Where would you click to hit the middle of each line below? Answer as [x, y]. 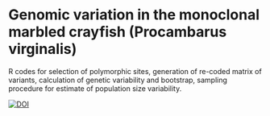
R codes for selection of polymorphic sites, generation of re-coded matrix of [135, 71]
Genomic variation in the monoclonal [134, 15]
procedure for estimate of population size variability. [95, 88]
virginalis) [43, 49]
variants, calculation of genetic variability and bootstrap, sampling [118, 80]
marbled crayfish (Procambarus [118, 32]
